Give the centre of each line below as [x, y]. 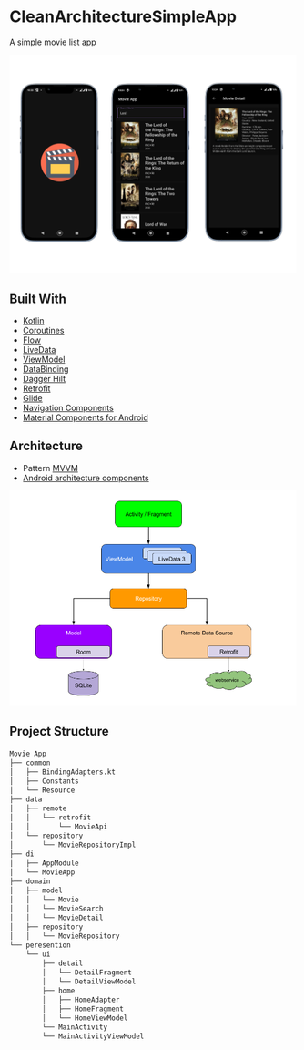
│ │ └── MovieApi [58, 827]
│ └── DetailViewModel [89, 982]
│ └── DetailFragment [87, 973]
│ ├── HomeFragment [83, 1009]
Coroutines [43, 331]
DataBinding [46, 369]
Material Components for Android [85, 417]
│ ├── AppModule [44, 863]
